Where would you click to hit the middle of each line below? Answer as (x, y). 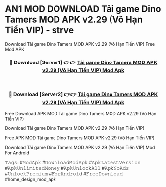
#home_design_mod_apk (30, 179)
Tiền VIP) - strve (40, 30)
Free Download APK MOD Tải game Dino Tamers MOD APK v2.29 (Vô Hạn (81, 113)
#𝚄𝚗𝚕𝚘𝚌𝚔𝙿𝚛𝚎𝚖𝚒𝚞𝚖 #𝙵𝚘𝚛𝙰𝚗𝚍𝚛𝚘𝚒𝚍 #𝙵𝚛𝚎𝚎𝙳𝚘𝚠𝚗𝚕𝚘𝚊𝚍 (64, 173)
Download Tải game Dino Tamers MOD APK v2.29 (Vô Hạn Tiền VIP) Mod (80, 147)
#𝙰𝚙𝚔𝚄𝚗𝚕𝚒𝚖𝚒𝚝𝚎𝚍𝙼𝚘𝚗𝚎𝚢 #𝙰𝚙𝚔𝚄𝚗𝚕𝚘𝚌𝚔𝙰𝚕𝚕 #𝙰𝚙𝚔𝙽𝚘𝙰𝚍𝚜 (67, 168)
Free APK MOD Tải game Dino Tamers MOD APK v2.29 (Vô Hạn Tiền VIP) (80, 138)
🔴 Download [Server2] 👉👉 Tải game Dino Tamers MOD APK (83, 94)
